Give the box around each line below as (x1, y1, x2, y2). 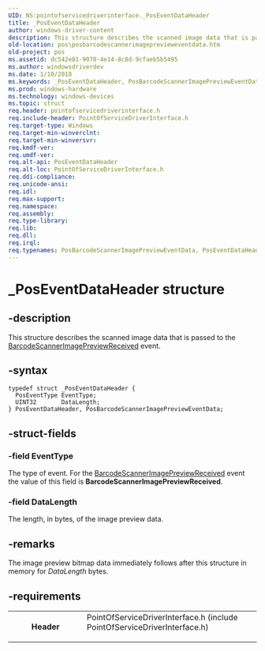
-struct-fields (8, 427, 77, 440)
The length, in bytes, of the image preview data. (8, 514, 164, 524)
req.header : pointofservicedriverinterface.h (8, 107, 160, 115)
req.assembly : (8, 210, 55, 218)
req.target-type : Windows (8, 122, 93, 129)
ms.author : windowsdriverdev (8, 63, 104, 71)
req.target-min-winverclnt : (8, 129, 101, 137)
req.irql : (8, 239, 41, 247)
